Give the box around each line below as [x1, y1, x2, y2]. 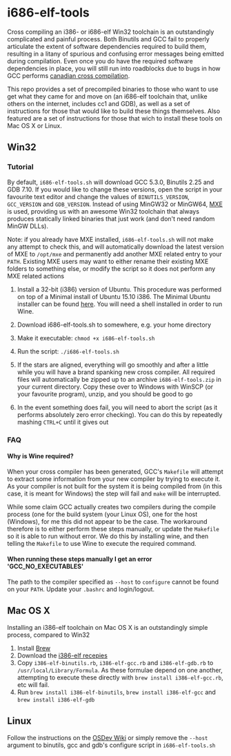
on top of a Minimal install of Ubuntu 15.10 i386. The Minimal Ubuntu [17, 292, 211, 300]
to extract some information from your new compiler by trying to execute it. [7, 474, 221, 483]
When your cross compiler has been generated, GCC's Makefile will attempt [7, 467, 224, 476]
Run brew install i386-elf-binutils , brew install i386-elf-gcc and [17, 688, 216, 696]
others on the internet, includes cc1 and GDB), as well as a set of [7, 99, 191, 108]
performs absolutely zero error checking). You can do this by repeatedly [17, 410, 223, 418]
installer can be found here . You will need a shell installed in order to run [17, 300, 223, 308]
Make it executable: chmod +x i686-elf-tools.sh [17, 334, 155, 342]
